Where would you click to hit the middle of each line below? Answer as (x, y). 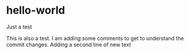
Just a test (19, 27)
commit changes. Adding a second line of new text (69, 45)
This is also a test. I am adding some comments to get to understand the (95, 38)
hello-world (36, 10)
